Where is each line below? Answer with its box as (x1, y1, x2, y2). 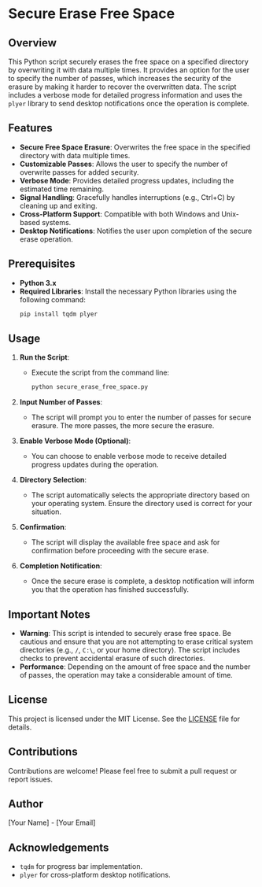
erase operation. (19, 234, 73, 244)
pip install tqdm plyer (19, 310, 98, 318)
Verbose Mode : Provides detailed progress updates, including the (19, 176, 234, 185)
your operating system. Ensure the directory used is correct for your (31, 499, 253, 508)
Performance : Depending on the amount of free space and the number (19, 662, 251, 671)
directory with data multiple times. (19, 150, 131, 160)
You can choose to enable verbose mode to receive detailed (31, 452, 227, 461)
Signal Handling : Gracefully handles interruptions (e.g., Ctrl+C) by (19, 192, 235, 201)
